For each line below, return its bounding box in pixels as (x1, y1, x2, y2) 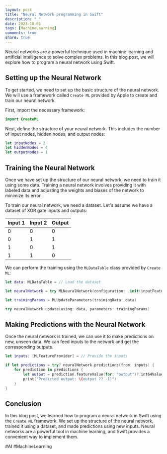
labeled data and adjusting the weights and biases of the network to (5, 187, 144, 193)
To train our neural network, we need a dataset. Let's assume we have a (5, 202, 153, 208)
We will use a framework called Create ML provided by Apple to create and (5, 92, 158, 98)
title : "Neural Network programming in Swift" (5, 12, 103, 17)
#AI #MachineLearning (5, 444, 52, 450)
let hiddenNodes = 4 (5, 145, 48, 150)
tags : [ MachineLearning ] (5, 26, 57, 31)
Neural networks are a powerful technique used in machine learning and (5, 48, 153, 55)
